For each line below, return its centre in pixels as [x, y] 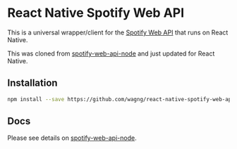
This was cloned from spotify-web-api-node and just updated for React [111, 53]
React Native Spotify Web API [96, 13]
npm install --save [36, 99]
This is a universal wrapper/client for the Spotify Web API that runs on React [118, 32]
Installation [32, 83]
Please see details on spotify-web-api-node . [72, 138]
